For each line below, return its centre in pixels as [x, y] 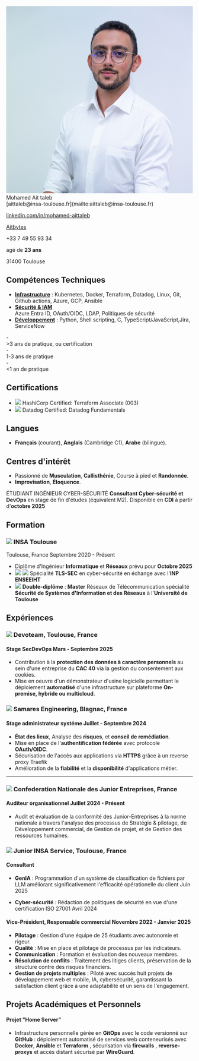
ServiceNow [30, 326]
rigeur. [23, 942]
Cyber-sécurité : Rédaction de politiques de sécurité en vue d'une [96, 902]
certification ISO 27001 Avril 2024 [56, 908]
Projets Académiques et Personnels [73, 1004]
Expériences [30, 618]
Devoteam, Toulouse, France [55, 635]
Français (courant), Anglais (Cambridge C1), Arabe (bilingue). [91, 443]
